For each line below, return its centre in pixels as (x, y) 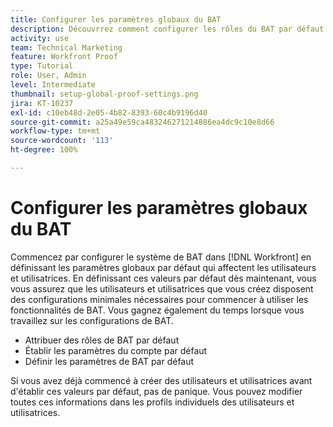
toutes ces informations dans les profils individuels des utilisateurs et (152, 402)
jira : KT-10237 (42, 103)
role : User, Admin (48, 76)
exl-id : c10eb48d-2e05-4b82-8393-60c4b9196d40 (109, 112)
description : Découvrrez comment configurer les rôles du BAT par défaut (167, 29)
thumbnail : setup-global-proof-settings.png (104, 94)
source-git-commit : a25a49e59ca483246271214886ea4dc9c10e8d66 (142, 122)
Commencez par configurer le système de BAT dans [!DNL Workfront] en (161, 257)
